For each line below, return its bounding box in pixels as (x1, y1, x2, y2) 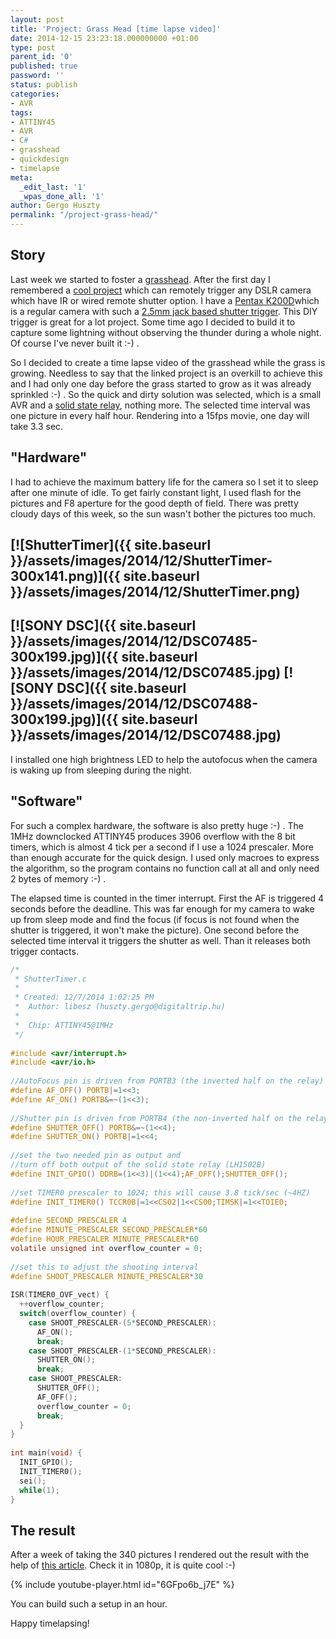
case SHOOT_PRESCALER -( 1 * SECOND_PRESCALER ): (28, 1346, 217, 1356)
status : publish (10, 80, 78, 90)
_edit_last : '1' (19, 182, 87, 192)
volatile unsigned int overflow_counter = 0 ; (10, 1243, 203, 1253)
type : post (10, 42, 56, 53)
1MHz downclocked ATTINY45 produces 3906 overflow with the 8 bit (10, 830, 296, 842)
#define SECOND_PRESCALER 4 (10, 1216, 128, 1226)
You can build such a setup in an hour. (10, 1598, 168, 1610)
